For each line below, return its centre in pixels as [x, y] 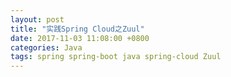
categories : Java [46, 47]
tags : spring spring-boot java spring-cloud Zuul [116, 57]
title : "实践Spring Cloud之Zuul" [77, 29]
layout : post [37, 19]
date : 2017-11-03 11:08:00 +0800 [80, 38]
